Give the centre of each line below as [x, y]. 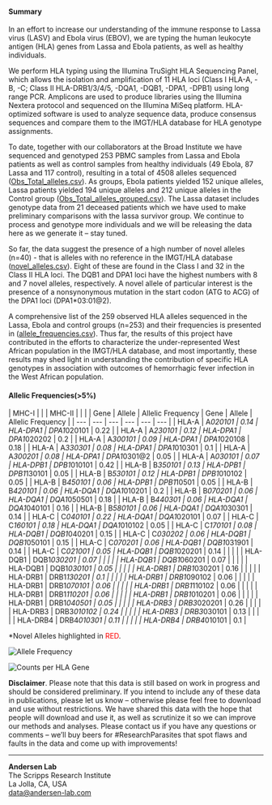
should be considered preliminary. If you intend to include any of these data [134, 692]
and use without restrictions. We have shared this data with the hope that [130, 709]
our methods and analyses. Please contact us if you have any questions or [132, 726]
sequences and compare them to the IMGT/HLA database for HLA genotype [135, 123]
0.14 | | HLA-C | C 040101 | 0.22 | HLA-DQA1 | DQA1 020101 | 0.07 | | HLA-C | [134, 517]
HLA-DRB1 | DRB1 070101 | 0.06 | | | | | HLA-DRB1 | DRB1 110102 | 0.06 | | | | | [133, 586]
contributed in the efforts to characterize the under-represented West [124, 342]
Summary [25, 11]
